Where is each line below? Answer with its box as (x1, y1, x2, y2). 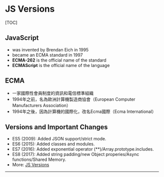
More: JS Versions (12, 162, 50, 168)
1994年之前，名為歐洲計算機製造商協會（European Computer (12, 96, 136, 102)
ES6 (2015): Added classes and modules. (12, 141, 95, 147)
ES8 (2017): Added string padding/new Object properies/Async (12, 152, 139, 157)
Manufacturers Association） (12, 102, 71, 108)
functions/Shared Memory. (12, 156, 66, 162)
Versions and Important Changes (5, 123, 108, 131)
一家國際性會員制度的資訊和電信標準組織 (12, 90, 94, 96)
